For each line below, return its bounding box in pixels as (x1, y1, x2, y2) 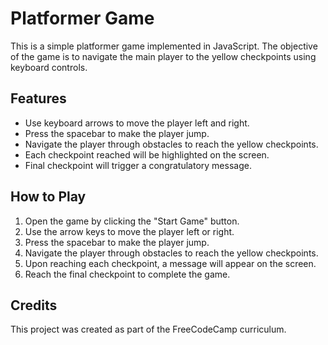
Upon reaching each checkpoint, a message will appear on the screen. (24, 257, 317, 269)
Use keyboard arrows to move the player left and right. (24, 117, 250, 129)
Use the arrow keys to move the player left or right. (24, 225, 235, 237)
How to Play (10, 188, 87, 206)
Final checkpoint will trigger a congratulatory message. (24, 159, 252, 171)
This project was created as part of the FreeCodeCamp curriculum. (10, 323, 287, 336)
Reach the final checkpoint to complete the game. (24, 268, 231, 280)
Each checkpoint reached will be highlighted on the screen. (24, 148, 270, 161)
